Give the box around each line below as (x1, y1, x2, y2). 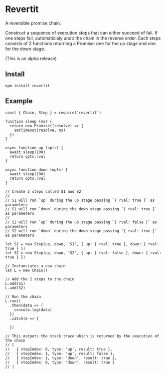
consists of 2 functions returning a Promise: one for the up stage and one (5, 40, 156, 46)
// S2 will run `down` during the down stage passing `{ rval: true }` (5, 228, 157, 233)
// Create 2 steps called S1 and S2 (5, 189, 81, 194)
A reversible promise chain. (5, 20, 61, 26)
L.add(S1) (5, 281, 26, 286)
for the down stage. (5, 46, 46, 52)
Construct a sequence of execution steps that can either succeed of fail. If (5, 30, 158, 36)
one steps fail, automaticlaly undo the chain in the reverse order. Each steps (5, 35, 161, 41)
